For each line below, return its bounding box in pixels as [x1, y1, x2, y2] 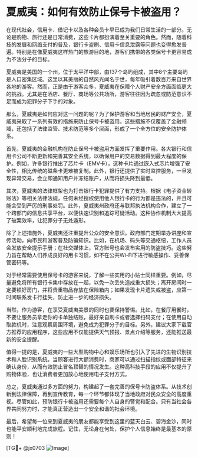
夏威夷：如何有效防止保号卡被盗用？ [6, 5, 182, 19]
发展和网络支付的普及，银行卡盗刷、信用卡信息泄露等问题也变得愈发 [16, 41, 181, 48]
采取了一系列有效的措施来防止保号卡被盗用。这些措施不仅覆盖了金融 [16, 118, 181, 125]
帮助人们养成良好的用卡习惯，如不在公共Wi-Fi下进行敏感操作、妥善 [21, 251, 184, 258]
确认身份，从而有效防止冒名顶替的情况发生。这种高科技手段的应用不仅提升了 [6, 363, 192, 370]
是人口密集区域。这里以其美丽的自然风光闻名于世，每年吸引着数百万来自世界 [6, 75, 192, 83]
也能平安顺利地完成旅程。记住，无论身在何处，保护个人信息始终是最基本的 [6, 425, 187, 432]
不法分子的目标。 [11, 56, 53, 63]
